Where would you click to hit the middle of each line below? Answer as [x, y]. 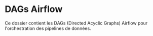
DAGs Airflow [34, 9]
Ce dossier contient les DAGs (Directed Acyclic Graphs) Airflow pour [76, 23]
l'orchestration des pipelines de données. [48, 28]
